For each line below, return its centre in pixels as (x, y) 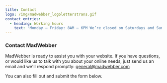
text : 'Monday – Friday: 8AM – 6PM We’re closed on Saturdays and (84, 28)
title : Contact (21, 10)
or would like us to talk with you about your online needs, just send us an (80, 61)
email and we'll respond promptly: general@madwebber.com (68, 67)
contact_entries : (23, 19)
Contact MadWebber (31, 45)
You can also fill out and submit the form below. (54, 76)
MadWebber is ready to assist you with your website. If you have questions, (83, 56)
